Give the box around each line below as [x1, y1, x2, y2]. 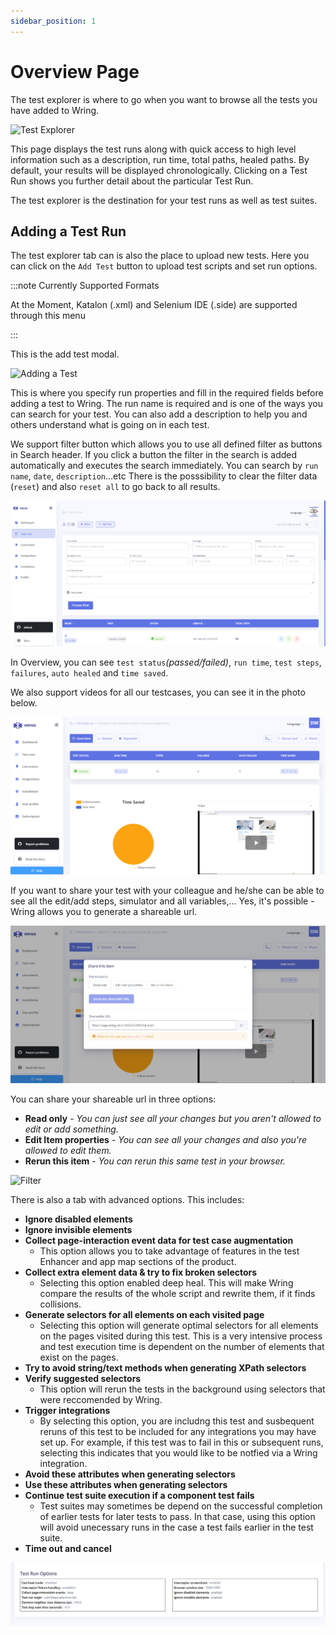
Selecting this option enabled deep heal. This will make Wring [39, 1276, 294, 1289]
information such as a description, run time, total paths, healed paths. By [10, 153, 310, 165]
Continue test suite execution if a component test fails [24, 1489, 255, 1501]
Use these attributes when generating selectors [24, 1478, 228, 1490]
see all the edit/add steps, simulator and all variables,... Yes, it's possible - [10, 895, 315, 907]
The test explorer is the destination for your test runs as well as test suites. [10, 194, 318, 206]
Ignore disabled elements [24, 1213, 133, 1225]
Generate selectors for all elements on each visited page [24, 1308, 265, 1320]
